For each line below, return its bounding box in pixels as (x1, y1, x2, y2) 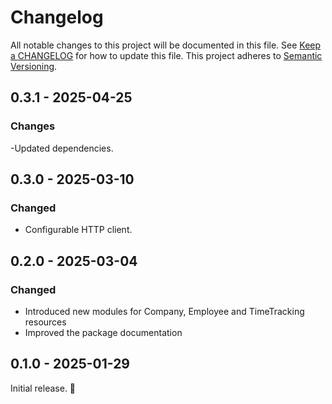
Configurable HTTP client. (24, 224, 133, 236)
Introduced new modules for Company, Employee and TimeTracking (24, 306, 305, 317)
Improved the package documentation (24, 327, 183, 338)
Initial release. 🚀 (10, 382, 77, 394)
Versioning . (10, 60, 58, 72)
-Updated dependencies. (10, 142, 114, 154)
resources (24, 316, 67, 328)
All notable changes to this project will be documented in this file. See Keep (10, 39, 322, 51)
